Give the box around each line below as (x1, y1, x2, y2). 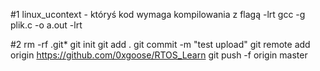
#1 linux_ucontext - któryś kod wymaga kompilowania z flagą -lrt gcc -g (10, 9, 306, 20)
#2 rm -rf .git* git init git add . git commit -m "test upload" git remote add (10, 39, 311, 50)
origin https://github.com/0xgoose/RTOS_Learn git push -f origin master (10, 49, 308, 61)
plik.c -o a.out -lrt (10, 19, 83, 31)
